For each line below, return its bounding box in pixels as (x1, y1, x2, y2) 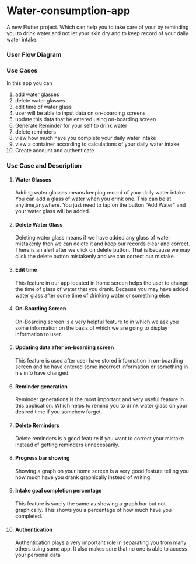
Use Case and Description (6, 162, 82, 170)
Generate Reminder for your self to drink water (15, 122, 128, 129)
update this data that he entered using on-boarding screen (15, 116, 156, 123)
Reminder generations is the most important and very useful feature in (15, 396, 184, 403)
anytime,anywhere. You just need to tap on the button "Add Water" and (15, 201, 186, 208)
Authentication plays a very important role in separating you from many (15, 539, 187, 546)
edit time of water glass (15, 104, 72, 111)
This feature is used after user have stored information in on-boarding (15, 357, 183, 364)
